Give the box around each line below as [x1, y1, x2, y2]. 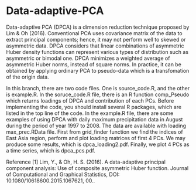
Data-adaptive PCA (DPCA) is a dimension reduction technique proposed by [6, 23, 190, 30]
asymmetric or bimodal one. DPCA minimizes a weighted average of [6, 55, 170, 62]
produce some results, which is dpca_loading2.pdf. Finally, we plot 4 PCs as [6, 141, 190, 148]
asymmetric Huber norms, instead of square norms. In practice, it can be [6, 60, 181, 68]
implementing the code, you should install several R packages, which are [6, 103, 182, 110]
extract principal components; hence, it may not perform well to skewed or [6, 36, 186, 43]
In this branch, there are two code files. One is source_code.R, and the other [6, 84, 190, 91]
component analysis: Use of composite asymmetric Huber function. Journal [6, 164, 189, 171]
